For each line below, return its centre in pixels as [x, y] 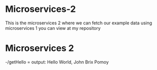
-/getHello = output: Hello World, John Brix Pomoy [57, 62]
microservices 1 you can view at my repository [53, 28]
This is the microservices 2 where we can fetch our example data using [79, 23]
